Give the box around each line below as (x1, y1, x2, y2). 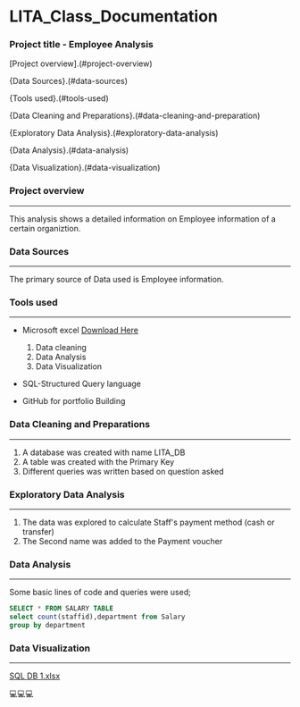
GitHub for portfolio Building (21, 396, 126, 407)
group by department (9, 621, 87, 630)
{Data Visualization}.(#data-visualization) (9, 163, 161, 173)
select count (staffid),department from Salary (9, 612, 186, 622)
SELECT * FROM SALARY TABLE (9, 604, 114, 613)
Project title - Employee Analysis (9, 38, 154, 51)
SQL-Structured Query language (21, 378, 141, 390)
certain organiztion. (9, 223, 81, 233)
